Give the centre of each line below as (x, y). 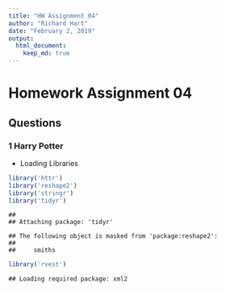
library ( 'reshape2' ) (43, 185)
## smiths (32, 251)
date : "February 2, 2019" (52, 31)
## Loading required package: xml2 (68, 279)
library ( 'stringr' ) (41, 193)
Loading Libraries (49, 163)
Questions (35, 123)
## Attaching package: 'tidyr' (61, 222)
